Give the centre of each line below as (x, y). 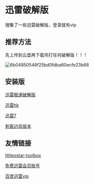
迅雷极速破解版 (20, 94)
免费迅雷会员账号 (23, 166)
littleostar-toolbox (23, 155)
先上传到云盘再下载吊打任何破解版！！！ (46, 55)
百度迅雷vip (17, 176)
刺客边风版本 (18, 126)
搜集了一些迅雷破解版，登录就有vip (41, 25)
